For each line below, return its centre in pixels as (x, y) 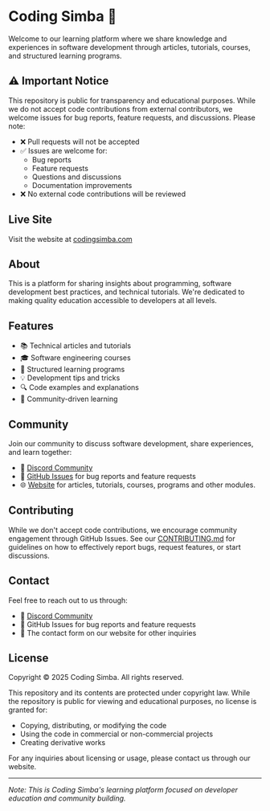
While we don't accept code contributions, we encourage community (123, 530)
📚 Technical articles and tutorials (75, 346)
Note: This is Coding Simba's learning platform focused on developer (123, 790)
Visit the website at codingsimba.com (70, 239)
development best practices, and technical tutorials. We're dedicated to (127, 292)
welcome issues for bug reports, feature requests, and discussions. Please (132, 117)
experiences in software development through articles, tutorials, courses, (129, 47)
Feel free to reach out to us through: (68, 600)
